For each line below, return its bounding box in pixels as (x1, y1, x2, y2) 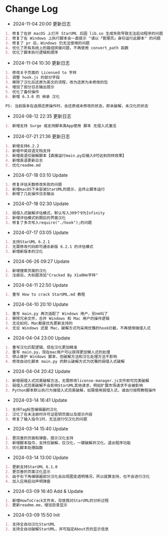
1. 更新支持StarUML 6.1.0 (5, 465, 58, 470)
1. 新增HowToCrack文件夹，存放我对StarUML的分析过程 (5, 498, 109, 503)
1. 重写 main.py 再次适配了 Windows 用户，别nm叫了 (5, 311, 108, 316)
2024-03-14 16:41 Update (12, 397, 68, 403)
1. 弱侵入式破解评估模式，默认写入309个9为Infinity (5, 211, 105, 216)
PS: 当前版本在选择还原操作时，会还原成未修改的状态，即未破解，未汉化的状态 (5, 103, 148, 108)
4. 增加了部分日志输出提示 (5, 84, 55, 90)
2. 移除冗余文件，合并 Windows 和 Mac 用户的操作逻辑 (5, 316, 109, 321)
